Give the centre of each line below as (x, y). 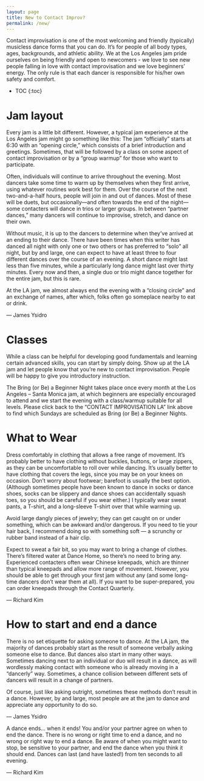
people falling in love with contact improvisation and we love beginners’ (96, 66)
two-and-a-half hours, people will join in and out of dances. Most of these (99, 196)
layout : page (23, 12)
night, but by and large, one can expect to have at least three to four (91, 253)
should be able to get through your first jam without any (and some (90, 576)
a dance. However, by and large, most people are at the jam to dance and (98, 698)
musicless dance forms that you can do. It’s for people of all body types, (97, 47)
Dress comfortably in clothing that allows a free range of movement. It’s (96, 455)
